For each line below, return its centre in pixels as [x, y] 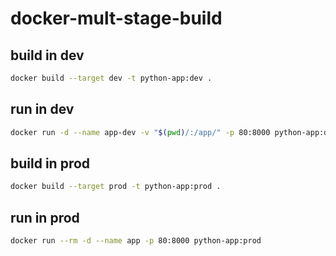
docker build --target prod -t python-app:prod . [116, 187]
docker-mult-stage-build [116, 18]
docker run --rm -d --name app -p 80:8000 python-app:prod [136, 241]
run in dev [42, 109]
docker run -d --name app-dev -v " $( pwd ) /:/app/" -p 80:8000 [140, 132]
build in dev [47, 55]
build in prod [50, 163]
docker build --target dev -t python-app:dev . [111, 78]
